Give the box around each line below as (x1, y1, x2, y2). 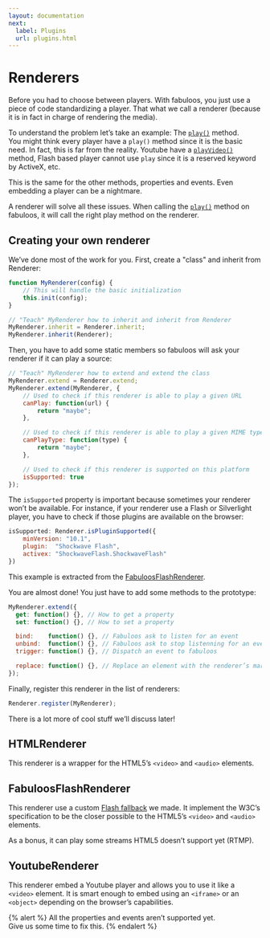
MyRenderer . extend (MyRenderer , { (8, 384, 121, 392)
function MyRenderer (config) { (8, 279, 113, 287)
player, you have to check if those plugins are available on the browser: (8, 512, 244, 522)
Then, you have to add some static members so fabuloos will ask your (8, 345, 240, 355)
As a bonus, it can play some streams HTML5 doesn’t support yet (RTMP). (8, 836, 255, 846)
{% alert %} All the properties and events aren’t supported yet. (8, 913, 215, 923)
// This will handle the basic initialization (22, 286, 182, 294)
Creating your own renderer (8, 234, 150, 247)
